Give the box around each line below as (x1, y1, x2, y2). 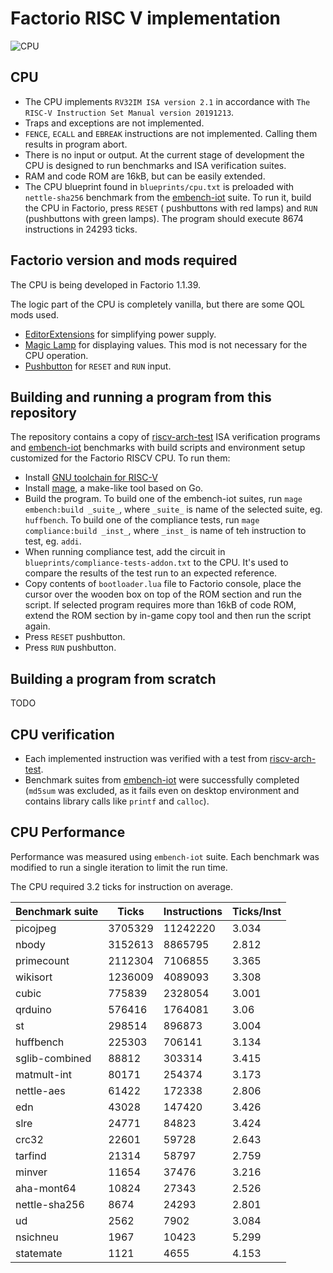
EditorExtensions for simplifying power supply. (24, 328, 217, 340)
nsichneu (15, 1230, 59, 1244)
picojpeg (15, 921, 57, 935)
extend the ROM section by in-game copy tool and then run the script (24, 610, 312, 622)
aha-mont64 (15, 1181, 77, 1195)
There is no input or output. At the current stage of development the (24, 148, 305, 161)
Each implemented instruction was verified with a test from (24, 753, 268, 764)
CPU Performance (10, 824, 126, 841)
